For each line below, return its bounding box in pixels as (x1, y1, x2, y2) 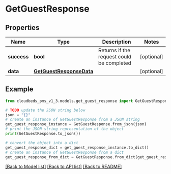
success (8, 53, 29, 60)
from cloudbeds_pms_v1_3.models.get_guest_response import (5, 98, 133, 103)
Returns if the (98, 47, 131, 54)
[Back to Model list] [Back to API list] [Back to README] (5, 163, 122, 170)
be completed (98, 59, 131, 66)
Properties (5, 23, 40, 32)
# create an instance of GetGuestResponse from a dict (5, 150, 124, 155)
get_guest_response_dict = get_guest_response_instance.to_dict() (5, 145, 149, 150)
